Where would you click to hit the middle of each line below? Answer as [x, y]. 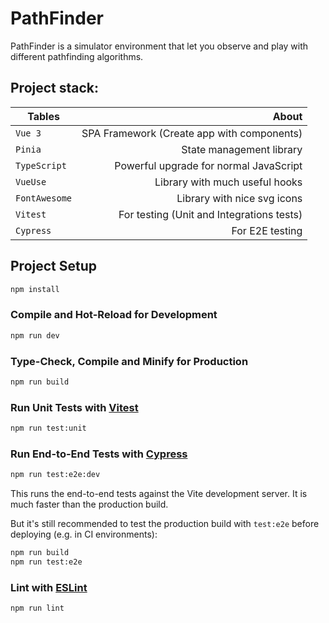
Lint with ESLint [49, 587]
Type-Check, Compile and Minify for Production [129, 361]
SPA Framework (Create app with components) [192, 133]
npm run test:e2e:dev [55, 475]
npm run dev [35, 335]
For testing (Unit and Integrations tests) [210, 214]
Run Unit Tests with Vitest [74, 407]
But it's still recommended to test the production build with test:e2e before [165, 524]
